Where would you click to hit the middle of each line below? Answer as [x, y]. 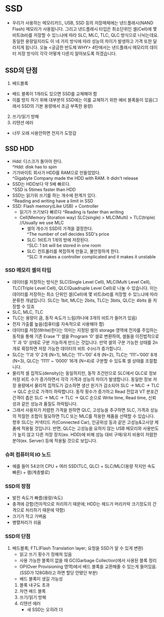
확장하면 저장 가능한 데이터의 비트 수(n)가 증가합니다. [72, 348]
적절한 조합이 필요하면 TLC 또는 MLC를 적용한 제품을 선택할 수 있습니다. [86, 416]
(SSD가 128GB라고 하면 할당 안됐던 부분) [59, 572]
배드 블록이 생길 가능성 [41, 579]
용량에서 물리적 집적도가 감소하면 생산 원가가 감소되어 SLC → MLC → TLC [88, 385]
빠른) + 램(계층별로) [31, 473]
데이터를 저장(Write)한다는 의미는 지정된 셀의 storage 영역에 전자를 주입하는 [85, 330]
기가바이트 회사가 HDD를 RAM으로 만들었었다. [56, 172]
